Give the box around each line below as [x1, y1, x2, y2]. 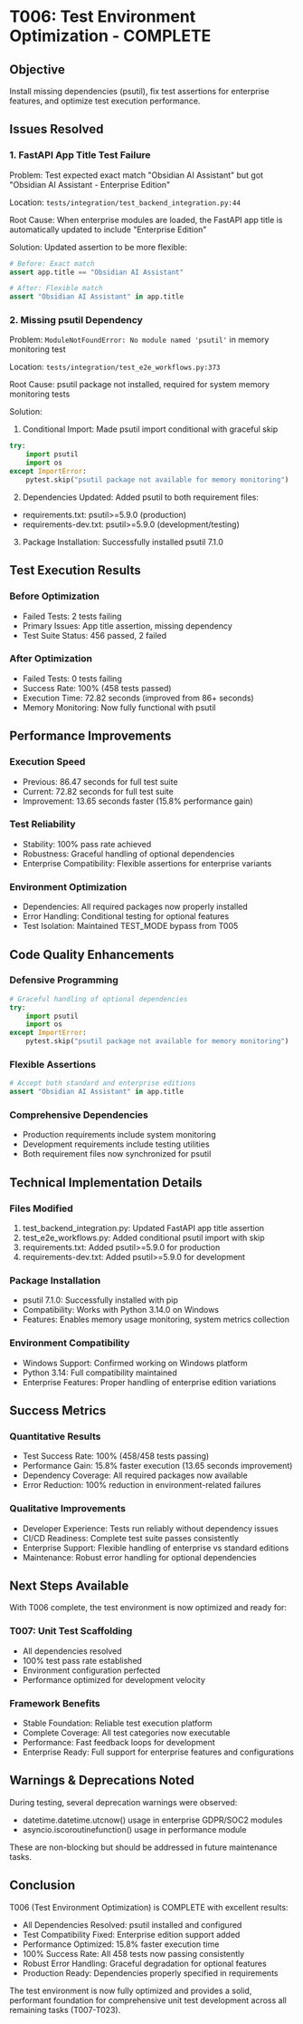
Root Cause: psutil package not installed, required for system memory [9, 379, 270, 390]
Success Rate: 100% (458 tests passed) [22, 682, 172, 693]
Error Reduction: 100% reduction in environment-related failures [22, 1480, 261, 1491]
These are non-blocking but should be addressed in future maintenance [9, 1842, 278, 1853]
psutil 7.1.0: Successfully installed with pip [22, 1295, 179, 1305]
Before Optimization [9, 590, 99, 602]
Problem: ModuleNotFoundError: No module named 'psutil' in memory [9, 334, 270, 346]
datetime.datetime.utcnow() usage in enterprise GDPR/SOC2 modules [22, 1814, 283, 1825]
